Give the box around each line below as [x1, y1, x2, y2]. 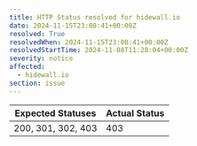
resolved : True [9, 29, 66, 38]
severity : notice [9, 54, 74, 63]
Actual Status [106, 107, 165, 119]
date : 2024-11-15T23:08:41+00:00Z [9, 21, 138, 30]
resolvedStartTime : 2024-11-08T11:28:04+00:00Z [9, 46, 189, 55]
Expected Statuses [14, 107, 97, 119]
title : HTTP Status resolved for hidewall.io [9, 12, 180, 22]
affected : [9, 63, 46, 72]
